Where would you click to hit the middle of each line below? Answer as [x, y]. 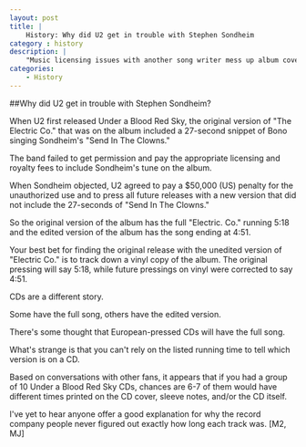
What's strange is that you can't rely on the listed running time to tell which [150, 349]
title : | [26, 26]
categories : [32, 69]
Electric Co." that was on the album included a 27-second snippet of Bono [148, 130]
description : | [38, 52]
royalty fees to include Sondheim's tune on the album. [111, 167]
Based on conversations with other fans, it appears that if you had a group [149, 377]
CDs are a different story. [56, 296]
